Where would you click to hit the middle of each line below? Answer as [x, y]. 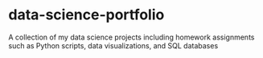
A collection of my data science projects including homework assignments [131, 37]
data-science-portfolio [86, 15]
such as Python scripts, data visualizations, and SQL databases [113, 45]
